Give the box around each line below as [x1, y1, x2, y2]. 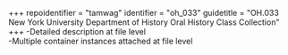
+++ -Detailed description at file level [8, 27, 147, 36]
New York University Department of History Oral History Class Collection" [8, 17, 280, 27]
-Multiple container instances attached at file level [8, 35, 193, 46]
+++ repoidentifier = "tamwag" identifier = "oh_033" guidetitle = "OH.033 [8, 8, 279, 18]
